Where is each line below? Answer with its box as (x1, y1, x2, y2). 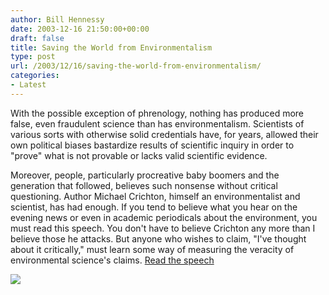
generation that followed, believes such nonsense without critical (10, 179, 278, 191)
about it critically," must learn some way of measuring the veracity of (10, 243, 295, 255)
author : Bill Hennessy (10, 14, 105, 25)
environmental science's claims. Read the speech (10, 254, 215, 266)
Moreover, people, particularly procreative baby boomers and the (10, 169, 280, 181)
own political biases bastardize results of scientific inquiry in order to (10, 139, 295, 151)
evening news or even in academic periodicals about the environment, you (10, 211, 318, 223)
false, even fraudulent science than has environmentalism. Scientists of (10, 117, 305, 130)
